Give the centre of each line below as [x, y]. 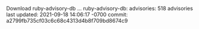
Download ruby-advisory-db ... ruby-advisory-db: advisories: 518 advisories [99, 8]
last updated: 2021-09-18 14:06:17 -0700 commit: [67, 14]
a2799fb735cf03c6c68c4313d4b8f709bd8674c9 [67, 21]
